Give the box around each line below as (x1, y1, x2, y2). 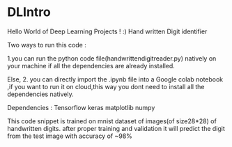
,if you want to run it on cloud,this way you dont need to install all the (7, 82, 205, 91)
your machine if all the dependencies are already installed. (7, 61, 176, 70)
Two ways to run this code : (7, 40, 87, 49)
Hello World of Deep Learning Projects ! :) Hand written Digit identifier (7, 27, 208, 36)
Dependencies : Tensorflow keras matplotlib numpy (7, 103, 155, 111)
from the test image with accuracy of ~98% (7, 132, 132, 140)
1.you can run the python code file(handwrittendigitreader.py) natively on (7, 54, 217, 63)
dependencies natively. (7, 90, 75, 98)
